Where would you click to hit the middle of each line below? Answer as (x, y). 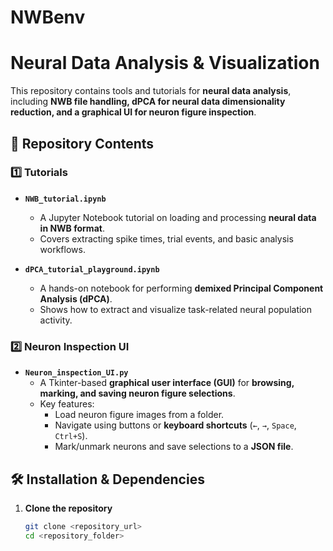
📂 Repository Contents (82, 143)
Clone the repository (68, 508)
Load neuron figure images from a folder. (139, 415)
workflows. (62, 249)
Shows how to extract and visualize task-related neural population (176, 309)
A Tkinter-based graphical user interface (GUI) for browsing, (167, 383)
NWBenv (48, 17)
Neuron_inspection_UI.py (76, 373)
